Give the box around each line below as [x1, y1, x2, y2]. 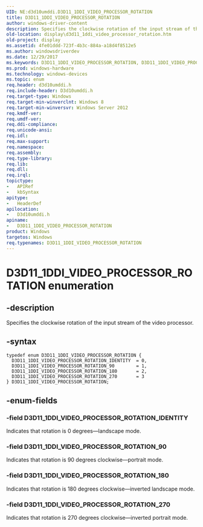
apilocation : [6, 206, 39, 212]
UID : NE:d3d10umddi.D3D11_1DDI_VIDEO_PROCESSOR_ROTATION [6, 8, 153, 15]
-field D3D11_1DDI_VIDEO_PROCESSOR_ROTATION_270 [6, 500, 171, 509]
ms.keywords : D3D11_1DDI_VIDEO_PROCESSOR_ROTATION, [6, 59, 139, 65]
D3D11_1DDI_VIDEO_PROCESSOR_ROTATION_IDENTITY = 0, [11, 358, 147, 364]
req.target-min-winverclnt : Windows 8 [6, 99, 104, 105]
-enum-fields [6, 395, 57, 406]
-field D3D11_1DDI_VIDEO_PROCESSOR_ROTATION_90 [6, 442, 167, 451]
